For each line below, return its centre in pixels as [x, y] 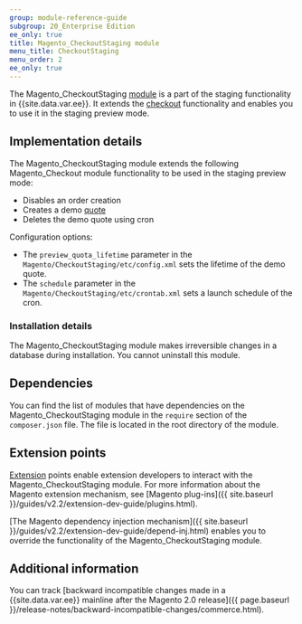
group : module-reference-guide [68, 18]
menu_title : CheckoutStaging [64, 52]
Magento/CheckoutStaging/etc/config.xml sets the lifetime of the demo [154, 264]
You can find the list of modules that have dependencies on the [127, 405]
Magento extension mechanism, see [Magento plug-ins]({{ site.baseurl [142, 494]
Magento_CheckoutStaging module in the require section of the [128, 415]
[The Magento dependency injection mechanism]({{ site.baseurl [129, 521]
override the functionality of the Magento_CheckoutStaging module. [136, 540]
